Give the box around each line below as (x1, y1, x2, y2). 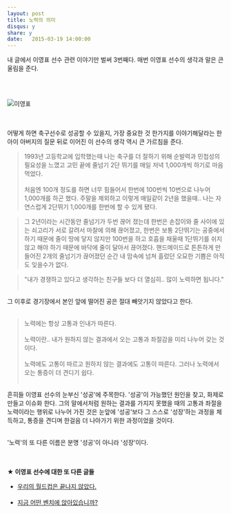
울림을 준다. (7, 64, 39, 72)
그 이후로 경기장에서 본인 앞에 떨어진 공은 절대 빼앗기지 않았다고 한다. (7, 298, 193, 306)
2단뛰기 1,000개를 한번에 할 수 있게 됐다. (48, 203, 157, 211)
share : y (7, 29, 32, 37)
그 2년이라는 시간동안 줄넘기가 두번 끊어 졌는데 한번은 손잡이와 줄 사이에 (23, 217, 217, 226)
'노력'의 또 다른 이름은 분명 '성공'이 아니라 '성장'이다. (7, 438, 149, 447)
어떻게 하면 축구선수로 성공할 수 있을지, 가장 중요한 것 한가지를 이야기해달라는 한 (7, 129, 223, 137)
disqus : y (7, 23, 36, 30)
